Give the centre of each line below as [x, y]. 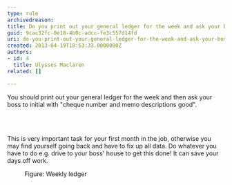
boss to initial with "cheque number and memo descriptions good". [102, 104]
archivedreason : [30, 20]
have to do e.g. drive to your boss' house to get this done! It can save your [113, 153]
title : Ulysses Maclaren [49, 65]
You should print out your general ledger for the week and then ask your [110, 97]
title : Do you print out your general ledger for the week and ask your [114, 26]
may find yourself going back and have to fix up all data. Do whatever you [112, 146]
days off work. [28, 160]
